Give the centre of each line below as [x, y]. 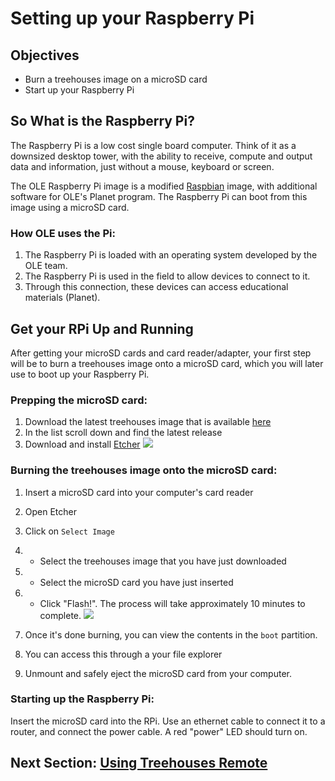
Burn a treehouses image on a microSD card [116, 79]
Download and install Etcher [82, 444]
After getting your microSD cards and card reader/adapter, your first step [161, 353]
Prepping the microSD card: [79, 400]
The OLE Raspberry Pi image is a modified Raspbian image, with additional [164, 186]
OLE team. [46, 266]
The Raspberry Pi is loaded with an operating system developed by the [171, 255]
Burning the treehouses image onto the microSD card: [144, 470]
